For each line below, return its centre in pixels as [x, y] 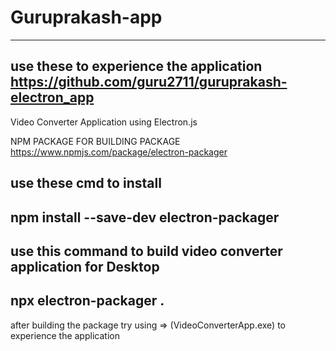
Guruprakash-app [86, 17]
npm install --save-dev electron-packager [145, 217]
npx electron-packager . [87, 301]
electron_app [52, 97]
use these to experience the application [136, 66]
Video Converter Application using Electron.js [104, 122]
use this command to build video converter [146, 251]
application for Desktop [85, 266]
